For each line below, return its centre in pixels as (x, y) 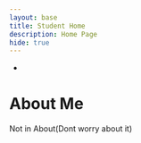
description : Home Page (54, 34)
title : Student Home (48, 26)
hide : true (29, 42)
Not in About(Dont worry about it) (71, 129)
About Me (46, 104)
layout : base (33, 17)
